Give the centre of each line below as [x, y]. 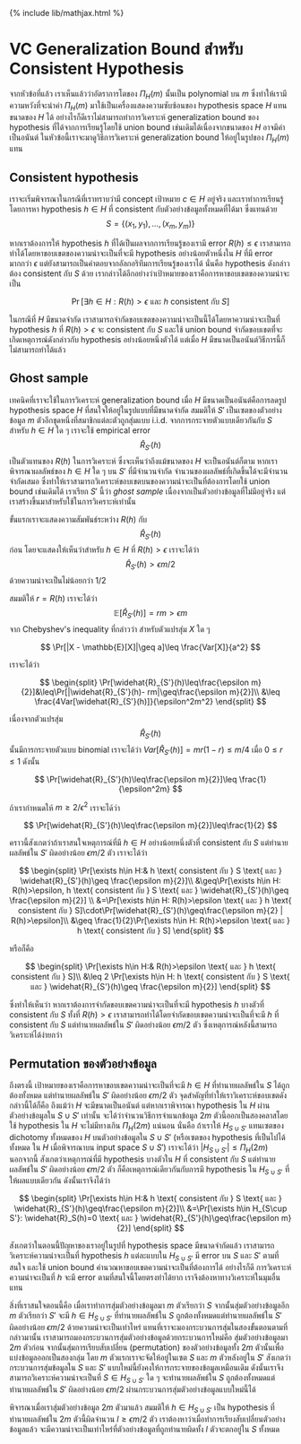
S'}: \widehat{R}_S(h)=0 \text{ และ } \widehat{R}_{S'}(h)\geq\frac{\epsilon [144, 1218]
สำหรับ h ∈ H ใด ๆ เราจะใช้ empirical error [80, 430]
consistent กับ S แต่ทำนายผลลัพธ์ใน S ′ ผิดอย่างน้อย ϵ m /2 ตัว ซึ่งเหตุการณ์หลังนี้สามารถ [143, 1025]
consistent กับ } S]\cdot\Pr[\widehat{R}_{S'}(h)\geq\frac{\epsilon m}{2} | [150, 911]
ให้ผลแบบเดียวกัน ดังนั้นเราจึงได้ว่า [60, 1180]
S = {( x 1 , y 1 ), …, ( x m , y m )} [150, 225]
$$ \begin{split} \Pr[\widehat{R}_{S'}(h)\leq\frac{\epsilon [144, 682]
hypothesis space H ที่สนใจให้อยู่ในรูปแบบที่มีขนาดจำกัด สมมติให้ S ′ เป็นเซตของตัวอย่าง [146, 410]
